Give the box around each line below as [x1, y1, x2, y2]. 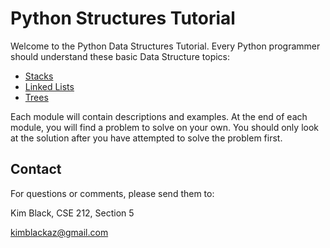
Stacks [24, 70, 54, 82]
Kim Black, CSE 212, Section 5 [10, 207, 135, 219]
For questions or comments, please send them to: [10, 187, 215, 199]
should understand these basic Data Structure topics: [10, 50, 231, 62]
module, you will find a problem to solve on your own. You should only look [10, 121, 319, 133]
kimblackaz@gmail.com [10, 226, 109, 238]
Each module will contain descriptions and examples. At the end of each [10, 110, 308, 122]
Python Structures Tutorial [10, 7, 236, 30]
